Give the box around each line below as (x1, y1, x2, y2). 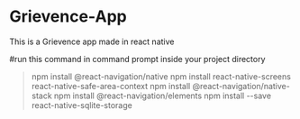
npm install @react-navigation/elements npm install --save (53, 90, 272, 101)
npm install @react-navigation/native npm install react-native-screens (31, 70, 291, 82)
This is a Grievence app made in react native (9, 36, 175, 47)
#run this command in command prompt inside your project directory (9, 53, 266, 64)
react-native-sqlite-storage (31, 99, 132, 110)
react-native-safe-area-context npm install (31, 80, 191, 91)
